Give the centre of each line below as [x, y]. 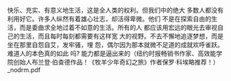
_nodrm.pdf [24, 70]
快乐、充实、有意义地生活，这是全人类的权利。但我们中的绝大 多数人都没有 [115, 10]
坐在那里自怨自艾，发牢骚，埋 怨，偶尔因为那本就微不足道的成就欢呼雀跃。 [115, 45]
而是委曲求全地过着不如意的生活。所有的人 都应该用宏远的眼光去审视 [118, 27]
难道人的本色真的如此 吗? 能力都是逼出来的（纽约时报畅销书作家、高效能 [112, 53]
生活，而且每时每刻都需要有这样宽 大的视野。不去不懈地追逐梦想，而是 [121, 36]
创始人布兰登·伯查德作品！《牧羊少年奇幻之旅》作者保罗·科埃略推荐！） [116, 62]
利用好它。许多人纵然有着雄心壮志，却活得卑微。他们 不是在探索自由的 [109, 19]
